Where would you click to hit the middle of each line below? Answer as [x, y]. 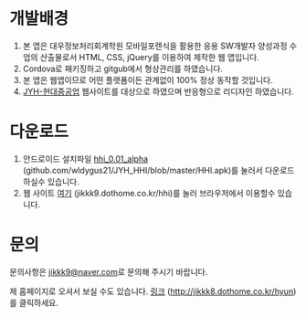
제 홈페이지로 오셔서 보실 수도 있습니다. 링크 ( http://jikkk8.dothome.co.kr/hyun [152, 291]
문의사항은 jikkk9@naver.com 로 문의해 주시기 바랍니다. [109, 271]
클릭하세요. [39, 302]
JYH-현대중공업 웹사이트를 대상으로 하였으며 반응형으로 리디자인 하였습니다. [158, 91]
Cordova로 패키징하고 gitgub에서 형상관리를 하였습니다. [123, 69]
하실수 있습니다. [51, 181]
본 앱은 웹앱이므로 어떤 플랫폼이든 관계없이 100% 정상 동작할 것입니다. [148, 79]
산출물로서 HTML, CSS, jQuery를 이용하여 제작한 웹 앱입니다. [150, 57]
